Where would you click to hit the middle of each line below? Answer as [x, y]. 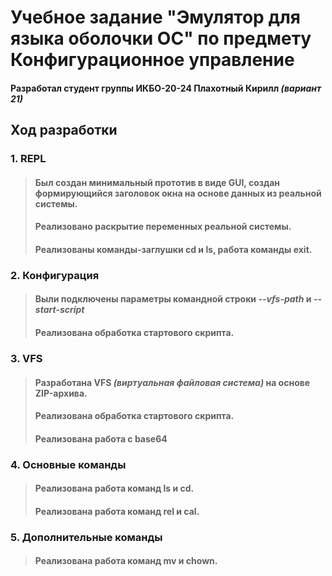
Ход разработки [64, 130]
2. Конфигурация [55, 275]
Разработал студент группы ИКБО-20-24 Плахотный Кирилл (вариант [166, 88]
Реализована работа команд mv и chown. [126, 561]
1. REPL [28, 159]
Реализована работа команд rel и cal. [117, 511]
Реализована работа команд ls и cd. [114, 488]
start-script [59, 310]
